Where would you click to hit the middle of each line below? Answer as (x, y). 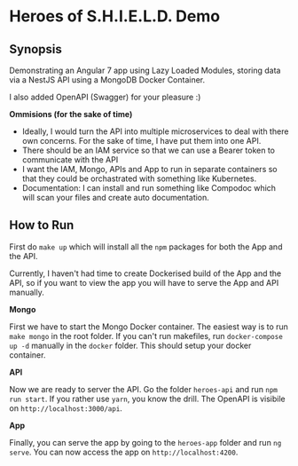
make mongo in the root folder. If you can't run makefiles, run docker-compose (146, 336)
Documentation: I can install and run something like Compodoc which (149, 188)
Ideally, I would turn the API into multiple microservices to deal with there (155, 131)
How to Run (42, 225)
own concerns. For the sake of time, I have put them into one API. (141, 141)
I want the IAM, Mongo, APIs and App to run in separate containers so (149, 169)
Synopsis (35, 49)
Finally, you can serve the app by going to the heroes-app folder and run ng (145, 442)
